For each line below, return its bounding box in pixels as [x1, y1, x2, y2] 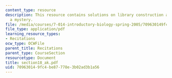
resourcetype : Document [5, 55, 56, 61]
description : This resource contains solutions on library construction [5, 12, 164, 17]
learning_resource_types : [5, 31, 60, 36]
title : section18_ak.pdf [5, 60, 58, 65]
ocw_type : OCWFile [5, 41, 45, 46]
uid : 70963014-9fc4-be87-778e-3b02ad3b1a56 [5, 65, 100, 70]
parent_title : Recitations [5, 46, 63, 51]
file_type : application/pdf [5, 27, 66, 32]
